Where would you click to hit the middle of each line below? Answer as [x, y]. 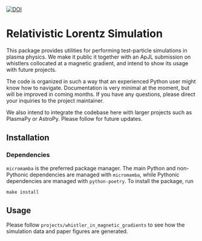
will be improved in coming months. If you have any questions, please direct [101, 94]
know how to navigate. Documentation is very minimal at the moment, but [98, 88]
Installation [28, 138]
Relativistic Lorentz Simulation [85, 34]
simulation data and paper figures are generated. [67, 231]
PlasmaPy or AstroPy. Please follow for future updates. [74, 118]
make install [23, 192]
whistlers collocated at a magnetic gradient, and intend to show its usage [97, 63]
